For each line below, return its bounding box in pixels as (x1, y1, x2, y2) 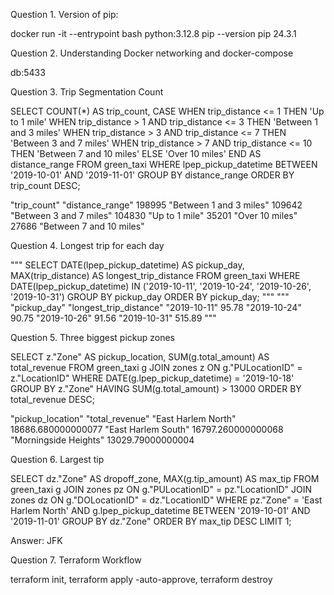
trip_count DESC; (10, 180, 81, 191)
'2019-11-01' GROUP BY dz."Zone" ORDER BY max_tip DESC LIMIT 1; (10, 515, 292, 527)
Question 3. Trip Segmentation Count (10, 86, 164, 98)
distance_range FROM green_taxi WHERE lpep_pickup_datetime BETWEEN (10, 159, 318, 170)
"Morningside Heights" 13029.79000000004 (10, 434, 195, 446)
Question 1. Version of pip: (10, 9, 119, 20)
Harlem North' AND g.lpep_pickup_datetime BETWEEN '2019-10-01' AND (10, 505, 311, 516)
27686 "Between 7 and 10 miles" (10, 220, 145, 232)
